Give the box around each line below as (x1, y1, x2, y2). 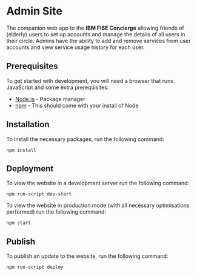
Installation (6, 119, 50, 130)
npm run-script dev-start (6, 191, 72, 197)
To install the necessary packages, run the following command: (6, 135, 165, 143)
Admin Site (6, 4, 62, 18)
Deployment (6, 163, 54, 174)
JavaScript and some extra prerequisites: (6, 84, 109, 91)
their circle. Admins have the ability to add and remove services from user (6, 37, 191, 44)
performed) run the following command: (6, 208, 107, 215)
